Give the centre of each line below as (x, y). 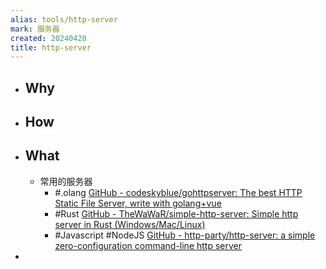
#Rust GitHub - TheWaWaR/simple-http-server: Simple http (176, 213)
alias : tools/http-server (64, 19)
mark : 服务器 (35, 29)
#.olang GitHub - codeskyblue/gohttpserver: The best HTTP (178, 192)
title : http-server (51, 47)
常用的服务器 (66, 181)
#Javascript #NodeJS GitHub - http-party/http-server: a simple (185, 235)
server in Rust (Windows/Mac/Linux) (130, 224)
